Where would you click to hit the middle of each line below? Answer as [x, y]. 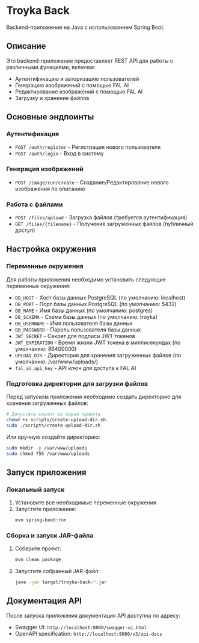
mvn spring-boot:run [41, 520]
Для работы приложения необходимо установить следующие [86, 279]
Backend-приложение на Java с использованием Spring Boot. [86, 27]
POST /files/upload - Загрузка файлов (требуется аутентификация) [101, 218]
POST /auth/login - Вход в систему [59, 154]
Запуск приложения [46, 472]
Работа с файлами [35, 204]
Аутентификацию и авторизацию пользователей [77, 78]
